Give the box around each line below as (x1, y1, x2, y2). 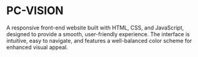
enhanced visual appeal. (6, 44, 69, 51)
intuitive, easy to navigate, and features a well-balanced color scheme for (6, 37, 192, 44)
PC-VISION (6, 4, 64, 18)
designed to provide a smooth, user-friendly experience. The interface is (6, 30, 190, 37)
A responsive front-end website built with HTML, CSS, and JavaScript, (6, 24, 184, 31)
